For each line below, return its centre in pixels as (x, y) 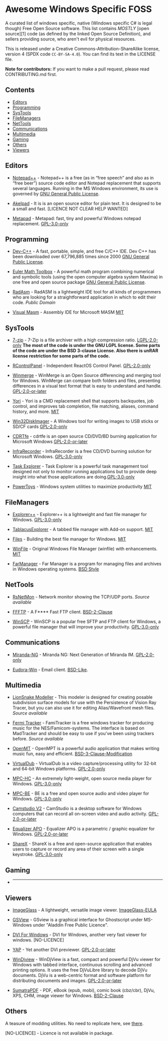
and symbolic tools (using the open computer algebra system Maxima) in (87, 277)
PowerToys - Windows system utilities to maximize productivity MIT (82, 486)
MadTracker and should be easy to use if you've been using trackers (83, 733)
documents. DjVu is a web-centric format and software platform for (82, 975)
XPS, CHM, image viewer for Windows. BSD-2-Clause (68, 995)
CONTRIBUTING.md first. (31, 74)
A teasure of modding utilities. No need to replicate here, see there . (74, 1023)
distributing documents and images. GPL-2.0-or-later (67, 980)
